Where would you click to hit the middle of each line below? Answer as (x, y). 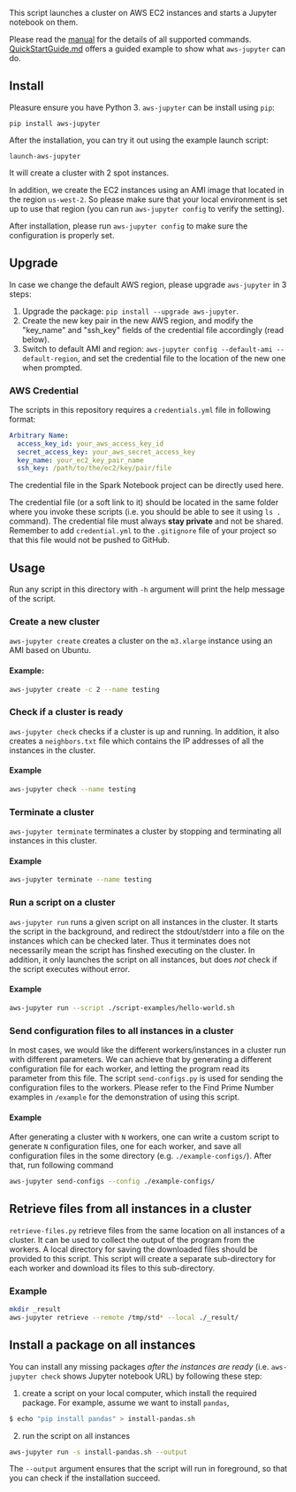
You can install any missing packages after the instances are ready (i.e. (139, 1366)
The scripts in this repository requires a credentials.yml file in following (140, 409)
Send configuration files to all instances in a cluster (121, 1030)
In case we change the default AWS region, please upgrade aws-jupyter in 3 (148, 284)
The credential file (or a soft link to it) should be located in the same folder (144, 502)
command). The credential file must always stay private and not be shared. (147, 521)
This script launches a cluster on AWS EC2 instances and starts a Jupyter (143, 13)
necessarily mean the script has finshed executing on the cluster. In (132, 950)
